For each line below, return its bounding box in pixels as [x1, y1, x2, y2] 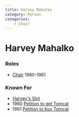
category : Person [5, 12, 41, 17]
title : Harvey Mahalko [5, 7, 52, 12]
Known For [5, 84, 32, 91]
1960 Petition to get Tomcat [12, 101, 69, 107]
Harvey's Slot [12, 96, 40, 102]
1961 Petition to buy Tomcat [12, 106, 69, 112]
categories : [5, 16, 30, 21]
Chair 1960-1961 [12, 72, 46, 78]
